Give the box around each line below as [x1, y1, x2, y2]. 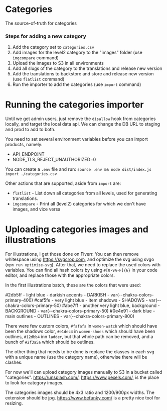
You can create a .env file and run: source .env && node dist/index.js [5, 166, 152, 172]
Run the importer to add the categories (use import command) [12, 81, 141, 87]
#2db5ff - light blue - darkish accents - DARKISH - [5, 292, 110, 298]
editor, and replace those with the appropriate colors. [5, 272, 115, 278]
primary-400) [5, 297, 34, 303]
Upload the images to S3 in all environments [12, 60, 104, 66]
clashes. [5, 359, 23, 365]
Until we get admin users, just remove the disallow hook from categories [5, 116, 156, 122]
